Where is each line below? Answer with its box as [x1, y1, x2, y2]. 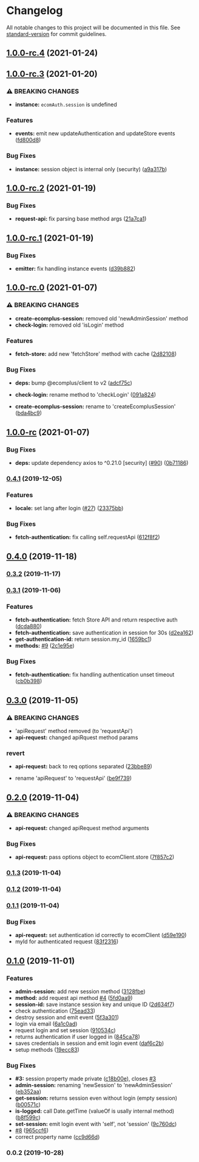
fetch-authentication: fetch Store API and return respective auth [15, 616, 178, 623]
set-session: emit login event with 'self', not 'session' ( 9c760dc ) [15, 1121, 177, 1128]
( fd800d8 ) [15, 136, 41, 144]
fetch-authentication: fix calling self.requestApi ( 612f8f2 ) [15, 534, 160, 541]
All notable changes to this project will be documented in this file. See [6, 24, 181, 31]
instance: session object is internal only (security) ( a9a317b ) [15, 165, 167, 172]
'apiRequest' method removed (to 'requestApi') [15, 727, 133, 734]
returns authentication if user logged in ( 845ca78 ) [15, 1033, 141, 1041]
